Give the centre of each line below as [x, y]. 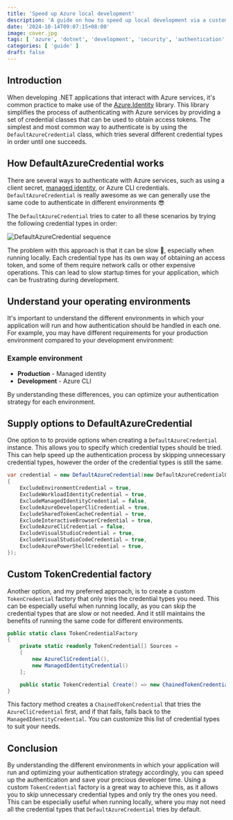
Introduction [35, 81]
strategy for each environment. [51, 402]
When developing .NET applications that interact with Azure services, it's [111, 97]
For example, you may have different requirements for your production [107, 333]
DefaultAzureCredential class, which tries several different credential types [115, 134]
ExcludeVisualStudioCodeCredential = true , [84, 540]
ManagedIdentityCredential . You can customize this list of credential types [113, 719]
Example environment [45, 359]
